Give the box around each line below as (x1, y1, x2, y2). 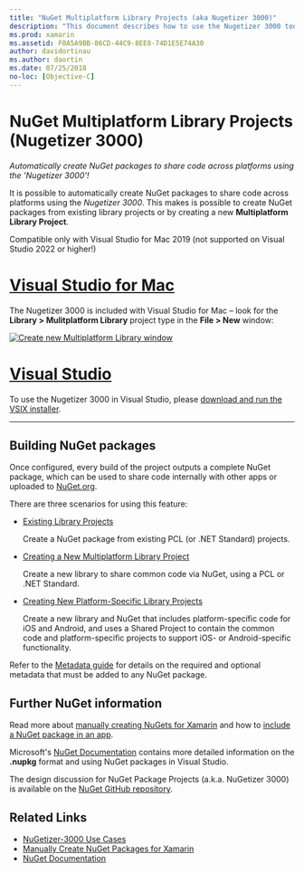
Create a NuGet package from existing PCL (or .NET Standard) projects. (22, 534, 290, 545)
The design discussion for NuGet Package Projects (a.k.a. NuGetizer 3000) (9, 774, 290, 785)
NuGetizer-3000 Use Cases (22, 834, 127, 844)
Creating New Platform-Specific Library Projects (22, 596, 204, 607)
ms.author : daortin (9, 55, 83, 64)
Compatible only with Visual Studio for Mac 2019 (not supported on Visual (9, 233, 285, 244)
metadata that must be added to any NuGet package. (9, 669, 208, 680)
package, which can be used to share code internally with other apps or (9, 471, 278, 482)
